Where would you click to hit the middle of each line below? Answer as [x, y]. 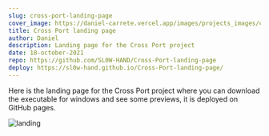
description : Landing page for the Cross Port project [102, 46]
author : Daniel [34, 38]
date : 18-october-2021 [46, 53]
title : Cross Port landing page [62, 30]
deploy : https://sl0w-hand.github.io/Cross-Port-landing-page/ [116, 68]
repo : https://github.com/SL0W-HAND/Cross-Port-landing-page [112, 61]
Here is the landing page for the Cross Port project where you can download [134, 90]
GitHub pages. [32, 107]
